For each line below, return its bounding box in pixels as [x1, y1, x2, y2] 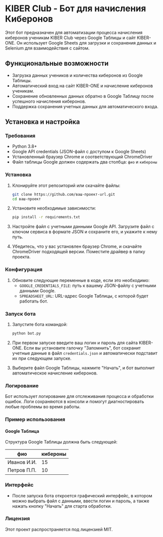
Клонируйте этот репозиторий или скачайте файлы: [12, 182, 121, 188]
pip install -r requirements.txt [12, 215, 81, 220]
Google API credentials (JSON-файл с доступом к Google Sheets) [12, 149, 146, 155]
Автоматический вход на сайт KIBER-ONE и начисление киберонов [12, 83, 153, 89]
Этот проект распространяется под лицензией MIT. [5, 526, 113, 532]
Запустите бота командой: [12, 321, 67, 327]
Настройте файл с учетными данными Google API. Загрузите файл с [12, 224, 155, 230]
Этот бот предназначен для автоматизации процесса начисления [5, 29, 143, 35]
